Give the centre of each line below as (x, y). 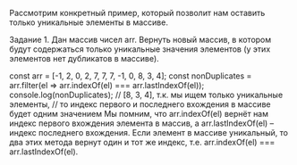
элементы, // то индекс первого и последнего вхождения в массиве (140, 104)
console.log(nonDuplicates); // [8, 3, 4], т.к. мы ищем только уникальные (146, 95)
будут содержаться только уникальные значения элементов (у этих (140, 49)
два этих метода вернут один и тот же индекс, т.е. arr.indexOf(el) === (142, 142)
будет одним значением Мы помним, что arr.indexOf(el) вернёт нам (139, 114)
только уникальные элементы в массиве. (89, 22)
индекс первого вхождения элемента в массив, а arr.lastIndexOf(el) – (142, 123)
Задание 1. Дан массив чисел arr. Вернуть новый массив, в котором (140, 40)
